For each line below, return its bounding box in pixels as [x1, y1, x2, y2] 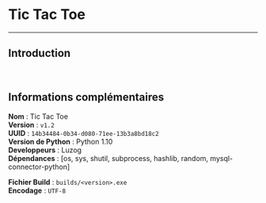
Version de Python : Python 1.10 [8, 137, 113, 146]
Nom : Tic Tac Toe [8, 111, 69, 121]
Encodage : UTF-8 [8, 186, 66, 195]
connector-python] [8, 162, 70, 171]
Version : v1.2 [8, 120, 55, 130]
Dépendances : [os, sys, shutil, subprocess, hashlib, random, [8, 153, 208, 163]
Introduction [8, 47, 71, 60]
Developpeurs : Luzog [8, 145, 82, 155]
